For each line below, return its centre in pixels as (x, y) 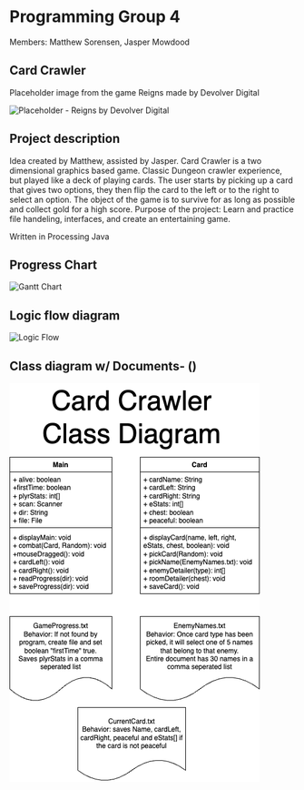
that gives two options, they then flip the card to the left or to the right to (144, 189)
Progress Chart (54, 264)
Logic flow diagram (65, 315)
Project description (65, 139)
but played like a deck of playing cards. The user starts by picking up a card (151, 180)
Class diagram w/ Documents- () (103, 366)
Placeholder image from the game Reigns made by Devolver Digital (135, 92)
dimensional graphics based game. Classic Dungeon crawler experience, (146, 170)
